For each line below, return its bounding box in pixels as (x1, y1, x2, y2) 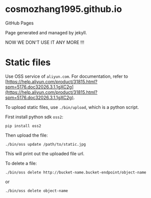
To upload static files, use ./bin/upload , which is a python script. (5, 104, 139, 110)
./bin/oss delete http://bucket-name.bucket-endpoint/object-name (5, 170, 146, 175)
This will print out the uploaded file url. (5, 151, 85, 157)
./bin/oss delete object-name (5, 188, 68, 193)
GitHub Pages (5, 20, 34, 26)
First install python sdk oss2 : (5, 114, 63, 120)
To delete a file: (5, 160, 37, 166)
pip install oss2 (5, 123, 41, 128)
